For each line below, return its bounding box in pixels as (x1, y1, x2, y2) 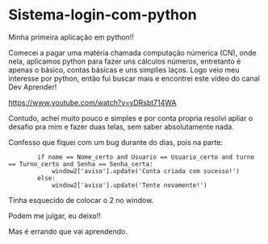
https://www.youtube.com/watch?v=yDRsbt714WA (8, 97, 177, 107)
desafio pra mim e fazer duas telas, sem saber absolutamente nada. (8, 122, 234, 131)
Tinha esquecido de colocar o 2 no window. (8, 195, 154, 205)
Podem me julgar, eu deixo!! (8, 211, 101, 221)
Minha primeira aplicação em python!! (8, 32, 135, 42)
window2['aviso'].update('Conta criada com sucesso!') (51, 167, 241, 175)
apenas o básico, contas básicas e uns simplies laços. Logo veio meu (8, 64, 240, 74)
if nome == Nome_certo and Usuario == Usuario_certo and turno (37, 153, 254, 161)
